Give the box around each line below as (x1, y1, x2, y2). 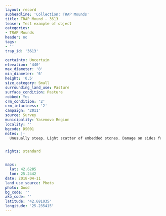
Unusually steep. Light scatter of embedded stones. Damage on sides (9, 135, 156, 141)
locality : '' (5, 122, 32, 127)
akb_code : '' (5, 194, 32, 199)
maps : (5, 162, 16, 167)
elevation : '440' (5, 62, 41, 67)
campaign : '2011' (5, 108, 41, 113)
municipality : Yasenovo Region (5, 117, 70, 122)
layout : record (5, 7, 37, 12)
